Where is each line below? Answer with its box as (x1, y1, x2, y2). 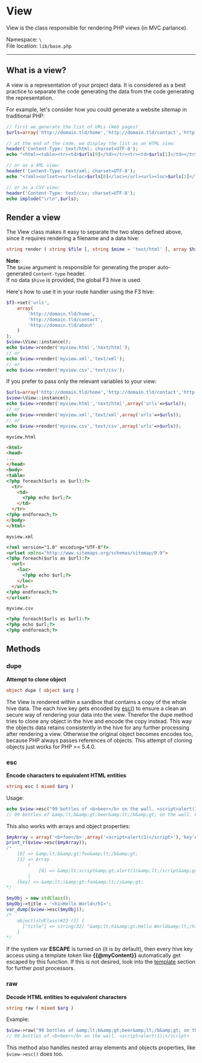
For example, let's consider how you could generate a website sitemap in (6, 105, 188, 113)
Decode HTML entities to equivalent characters (6, 993, 127, 1000)
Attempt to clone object (6, 676, 67, 683)
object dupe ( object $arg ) (6, 687, 79, 693)
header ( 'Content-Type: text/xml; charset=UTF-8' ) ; (6, 168, 136, 174)
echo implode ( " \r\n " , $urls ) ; (6, 196, 79, 202)
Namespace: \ (6, 36, 42, 43)
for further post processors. (6, 965, 75, 972)
